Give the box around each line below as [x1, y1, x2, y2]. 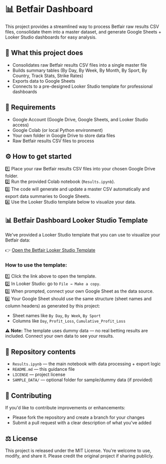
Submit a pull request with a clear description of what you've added [12, 420, 152, 426]
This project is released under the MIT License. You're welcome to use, [5, 447, 152, 453]
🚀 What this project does [5, 49, 83, 57]
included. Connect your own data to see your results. [5, 333, 114, 339]
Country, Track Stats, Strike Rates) [12, 73, 84, 79]
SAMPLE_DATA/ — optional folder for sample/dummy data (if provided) [12, 377, 153, 383]
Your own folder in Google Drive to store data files [12, 132, 116, 138]
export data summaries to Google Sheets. [5, 193, 91, 199]
